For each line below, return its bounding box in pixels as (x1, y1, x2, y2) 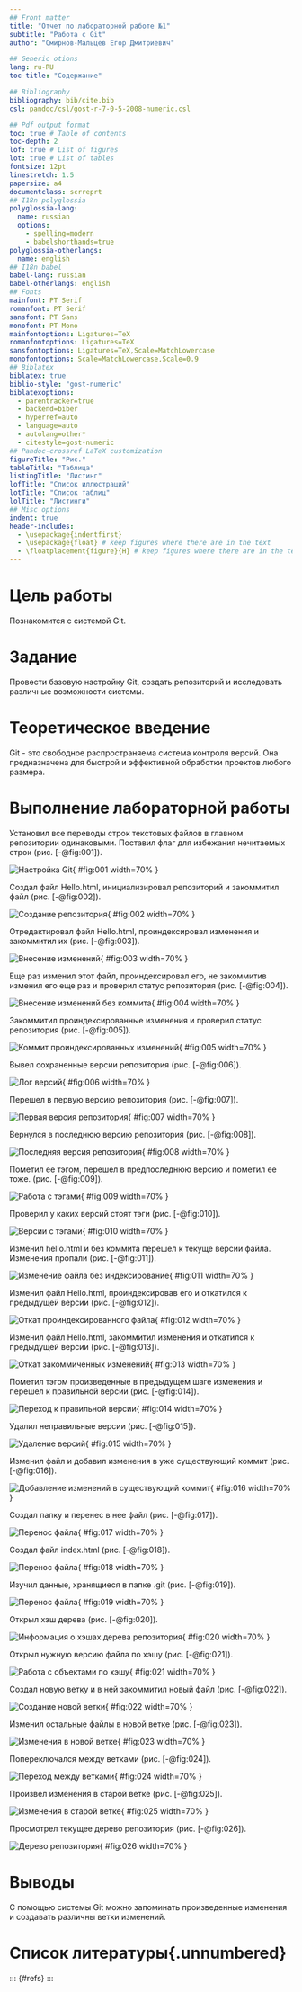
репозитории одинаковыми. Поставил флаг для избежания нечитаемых (9, 837, 286, 848)
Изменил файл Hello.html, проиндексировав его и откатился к (9, 1287, 247, 1298)
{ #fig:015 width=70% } (84, 1438, 172, 1449)
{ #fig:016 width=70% (209, 1482, 291, 1493)
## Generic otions (9, 55, 78, 64)
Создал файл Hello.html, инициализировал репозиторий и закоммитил (9, 881, 280, 892)
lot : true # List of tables (9, 154, 115, 163)
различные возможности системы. (9, 685, 145, 697)
